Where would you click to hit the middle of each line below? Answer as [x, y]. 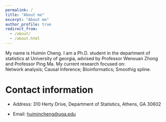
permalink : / [19, 10]
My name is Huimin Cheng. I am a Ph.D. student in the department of [78, 53]
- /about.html [25, 39]
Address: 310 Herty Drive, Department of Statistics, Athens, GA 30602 [87, 104]
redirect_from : [22, 29]
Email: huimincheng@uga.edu [44, 114]
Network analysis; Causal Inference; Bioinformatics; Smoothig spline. [78, 69]
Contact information [49, 90]
